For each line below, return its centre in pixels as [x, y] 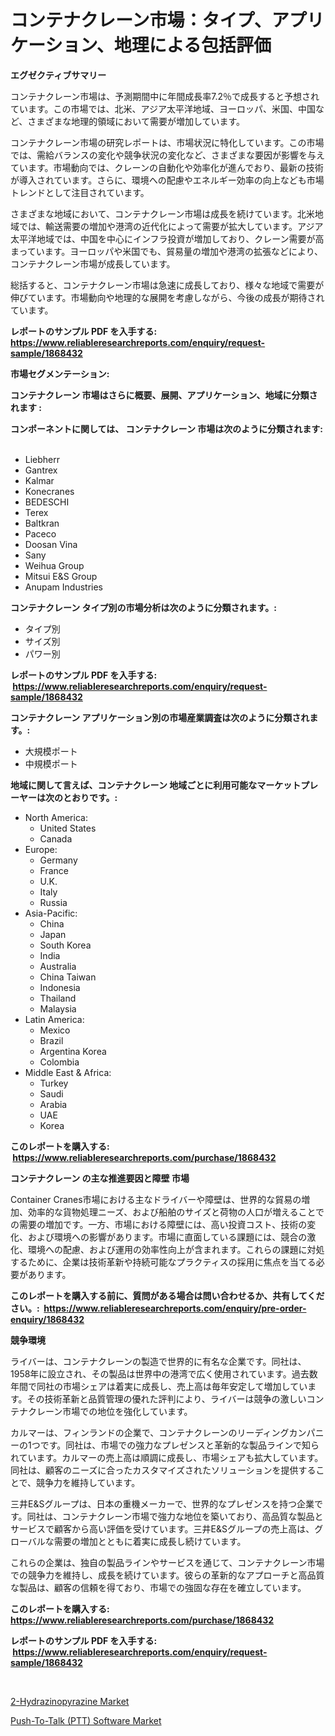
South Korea [65, 945]
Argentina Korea [73, 1051]
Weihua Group [54, 565]
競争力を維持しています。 [88, 1482]
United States [68, 828]
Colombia [59, 1062]
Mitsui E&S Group [61, 576]
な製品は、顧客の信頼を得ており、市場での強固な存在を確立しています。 [158, 1587]
